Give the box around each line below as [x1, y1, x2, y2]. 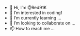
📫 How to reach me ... [9, 26, 55, 31]
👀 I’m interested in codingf [9, 10, 63, 16]
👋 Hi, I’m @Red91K [9, 5, 47, 10]
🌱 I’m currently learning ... [9, 15, 62, 20]
